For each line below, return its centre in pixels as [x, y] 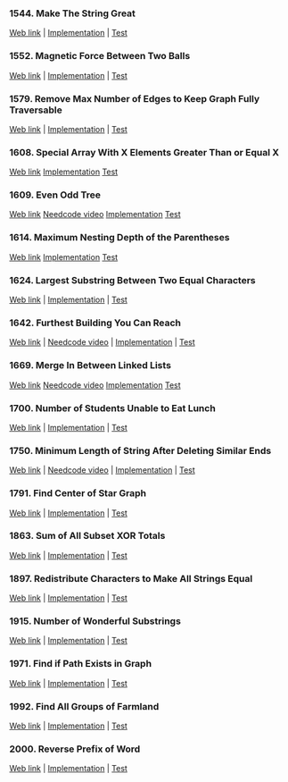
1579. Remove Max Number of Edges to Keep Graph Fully [135, 98]
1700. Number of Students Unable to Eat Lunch [112, 408]
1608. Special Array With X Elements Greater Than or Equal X [144, 152]
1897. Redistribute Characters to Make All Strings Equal [131, 578]
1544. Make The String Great [73, 13]
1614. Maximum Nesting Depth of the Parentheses [119, 238]
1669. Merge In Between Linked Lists [91, 366]
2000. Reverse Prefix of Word [75, 749]
